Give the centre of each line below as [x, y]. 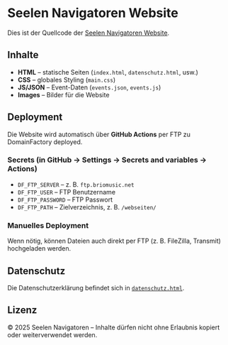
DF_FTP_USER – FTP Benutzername [66, 192]
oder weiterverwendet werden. [52, 334]
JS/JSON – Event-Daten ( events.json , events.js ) [89, 87]
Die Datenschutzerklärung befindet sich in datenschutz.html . [96, 287]
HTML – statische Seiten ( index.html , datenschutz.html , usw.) [108, 72]
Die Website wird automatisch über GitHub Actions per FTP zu [99, 134]
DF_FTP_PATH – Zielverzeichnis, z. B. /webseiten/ [87, 207]
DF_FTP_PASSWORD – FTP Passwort [65, 199]
